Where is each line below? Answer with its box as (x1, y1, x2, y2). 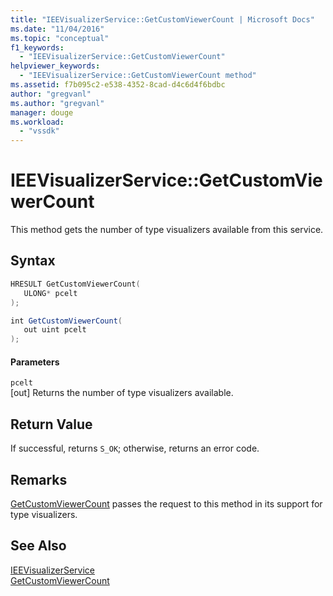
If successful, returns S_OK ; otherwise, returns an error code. (10, 442, 260, 455)
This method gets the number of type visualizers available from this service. (10, 224, 324, 236)
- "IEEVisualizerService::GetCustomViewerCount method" (19, 71, 257, 81)
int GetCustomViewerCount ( (10, 316, 123, 326)
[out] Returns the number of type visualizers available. (10, 387, 234, 399)
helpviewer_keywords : (10, 61, 101, 71)
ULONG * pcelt (23, 288, 78, 298)
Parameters (10, 356, 60, 368)
